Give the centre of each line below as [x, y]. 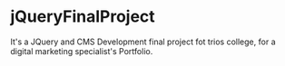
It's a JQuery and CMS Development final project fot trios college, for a [143, 42]
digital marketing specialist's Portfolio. [82, 51]
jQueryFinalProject [83, 17]
